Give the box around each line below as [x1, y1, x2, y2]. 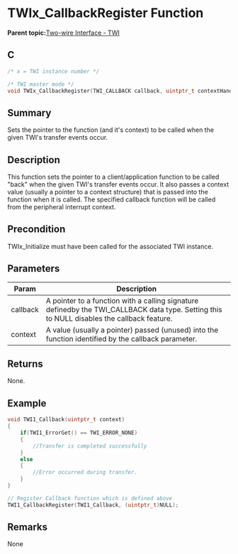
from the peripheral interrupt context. [7, 203, 116, 211]
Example [7, 397, 47, 409]
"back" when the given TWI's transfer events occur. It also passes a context [7, 180, 229, 189]
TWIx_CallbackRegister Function [7, 5, 204, 21]
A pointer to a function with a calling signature [45, 296, 199, 306]
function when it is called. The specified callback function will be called [7, 195, 216, 204]
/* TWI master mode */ [7, 80, 74, 88]
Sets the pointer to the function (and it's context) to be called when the [7, 126, 215, 134]
